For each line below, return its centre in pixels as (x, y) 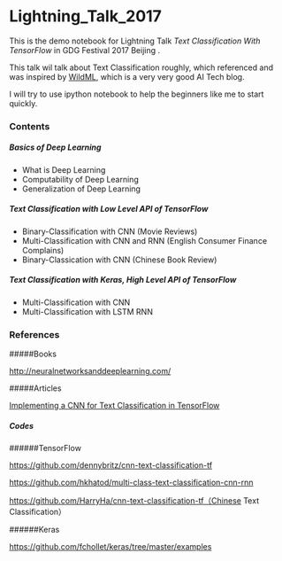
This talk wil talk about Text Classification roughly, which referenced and (141, 67)
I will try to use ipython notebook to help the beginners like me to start (137, 94)
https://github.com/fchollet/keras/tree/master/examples (111, 547)
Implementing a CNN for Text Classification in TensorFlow (114, 406)
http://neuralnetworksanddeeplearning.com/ (90, 371)
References (34, 334)
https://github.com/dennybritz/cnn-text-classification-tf (111, 465)
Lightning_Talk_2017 (85, 16)
